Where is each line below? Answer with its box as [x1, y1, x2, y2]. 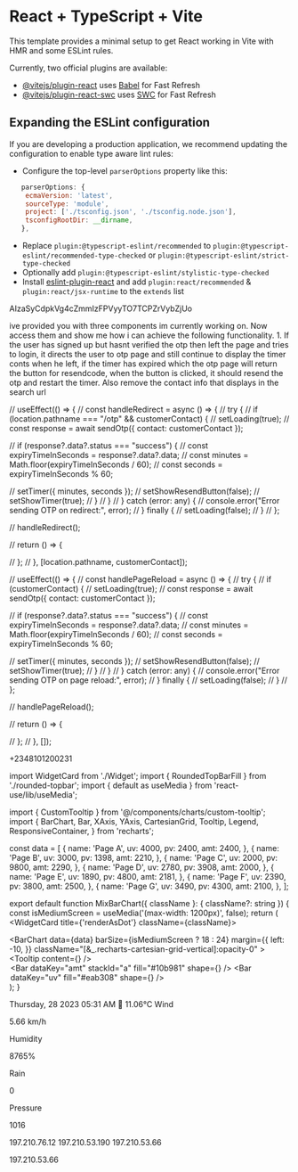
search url [9, 387, 46, 397]
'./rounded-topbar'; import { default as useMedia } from [9, 780, 213, 791]
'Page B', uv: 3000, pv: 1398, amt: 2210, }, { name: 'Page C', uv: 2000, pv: [9, 853, 278, 863]
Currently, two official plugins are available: [9, 62, 168, 73]
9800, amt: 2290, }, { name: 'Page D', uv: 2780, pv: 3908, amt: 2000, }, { [9, 862, 275, 873]
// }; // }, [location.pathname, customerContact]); [9, 557, 189, 567]
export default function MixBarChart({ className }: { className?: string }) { [9, 898, 290, 908]
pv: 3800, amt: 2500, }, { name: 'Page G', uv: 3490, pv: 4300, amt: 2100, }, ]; [9, 881, 289, 891]
